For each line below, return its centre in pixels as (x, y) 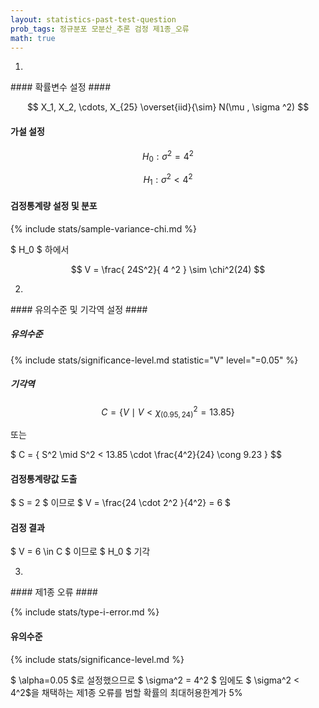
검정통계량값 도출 (44, 478)
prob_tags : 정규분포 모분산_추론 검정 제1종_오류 (100, 29)
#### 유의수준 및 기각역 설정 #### (79, 309)
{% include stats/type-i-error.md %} (85, 612)
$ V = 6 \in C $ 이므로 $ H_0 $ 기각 (80, 552)
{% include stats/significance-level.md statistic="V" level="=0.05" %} (154, 360)
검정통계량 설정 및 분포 (54, 206)
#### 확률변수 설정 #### (61, 87)
